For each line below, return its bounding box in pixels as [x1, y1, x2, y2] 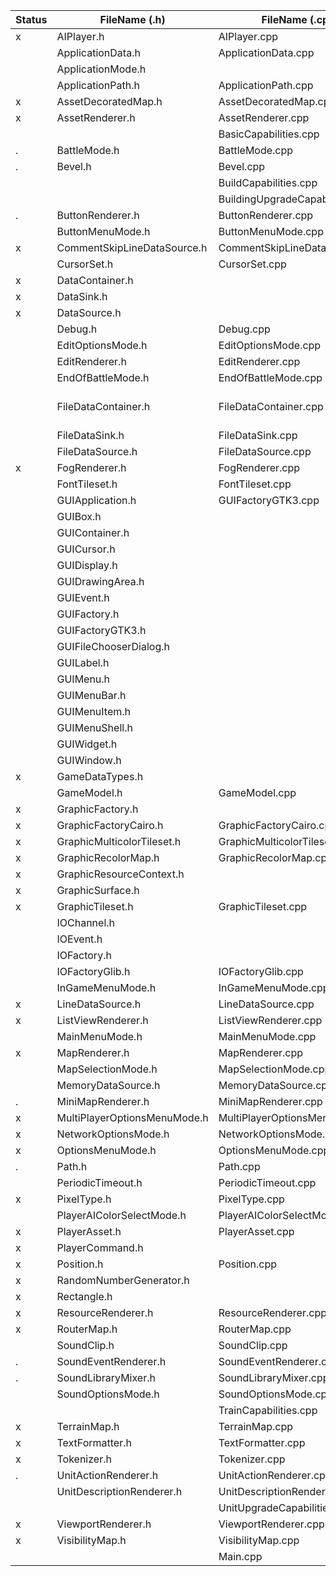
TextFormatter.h [56, 1436, 132, 1449]
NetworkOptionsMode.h [56, 1127, 170, 1141]
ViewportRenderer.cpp [218, 1517, 325, 1531]
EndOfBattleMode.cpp [218, 371, 323, 384]
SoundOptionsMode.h [56, 1387, 160, 1401]
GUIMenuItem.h [56, 705, 132, 718]
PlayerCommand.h [56, 1241, 144, 1254]
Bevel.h [56, 160, 92, 173]
